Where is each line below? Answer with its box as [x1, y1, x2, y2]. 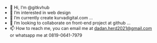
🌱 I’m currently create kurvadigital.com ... [9, 15, 93, 20]
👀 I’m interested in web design [9, 10, 71, 15]
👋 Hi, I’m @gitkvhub [9, 5, 50, 10]
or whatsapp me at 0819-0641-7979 [9, 32, 82, 38]
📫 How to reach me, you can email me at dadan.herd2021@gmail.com [9, 26, 153, 31]
